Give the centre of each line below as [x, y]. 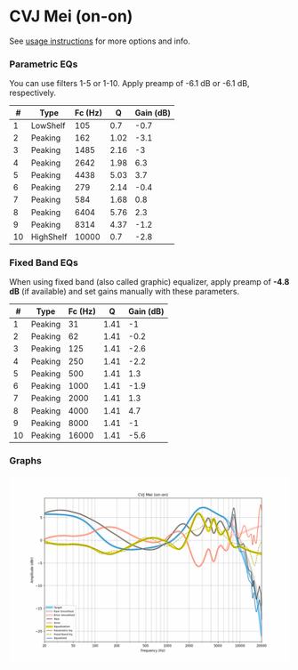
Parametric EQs [44, 64]
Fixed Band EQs [44, 262]
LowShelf [48, 125]
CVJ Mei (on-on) [71, 16]
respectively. [32, 93]
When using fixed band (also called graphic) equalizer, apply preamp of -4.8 [149, 282]
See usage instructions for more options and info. [100, 41]
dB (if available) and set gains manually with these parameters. [125, 292]
